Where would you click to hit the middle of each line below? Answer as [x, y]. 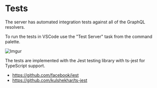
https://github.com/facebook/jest [45, 75]
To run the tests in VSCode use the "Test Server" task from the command [79, 36]
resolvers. [15, 27]
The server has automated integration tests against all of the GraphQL [75, 22]
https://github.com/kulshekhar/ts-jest [50, 80]
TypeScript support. [25, 66]
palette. [13, 41]
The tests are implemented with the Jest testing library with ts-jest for [75, 60]
